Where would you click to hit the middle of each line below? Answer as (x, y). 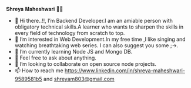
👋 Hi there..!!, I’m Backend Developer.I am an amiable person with (94, 21)
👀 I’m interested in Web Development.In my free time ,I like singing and (100, 39)
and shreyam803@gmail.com (79, 79)
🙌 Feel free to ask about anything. (56, 58)
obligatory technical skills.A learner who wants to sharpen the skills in (99, 27)
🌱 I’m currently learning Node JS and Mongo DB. (73, 52)
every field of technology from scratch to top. (70, 33)
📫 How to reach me (39, 71)
